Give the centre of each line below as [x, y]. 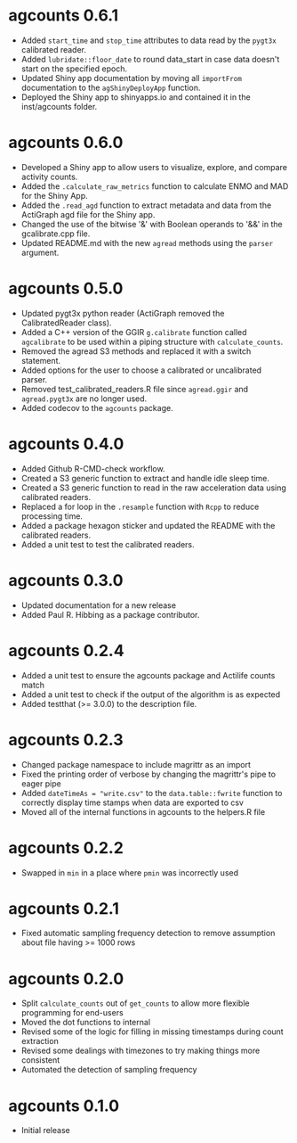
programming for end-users [72, 1013]
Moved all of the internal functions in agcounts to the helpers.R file [143, 811]
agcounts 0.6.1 [64, 16]
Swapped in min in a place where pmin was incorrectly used [130, 872]
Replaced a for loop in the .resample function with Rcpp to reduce [140, 506]
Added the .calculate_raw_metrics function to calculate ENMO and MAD [155, 186]
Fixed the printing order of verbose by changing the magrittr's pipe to [148, 774]
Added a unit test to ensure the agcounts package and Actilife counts [148, 675]
